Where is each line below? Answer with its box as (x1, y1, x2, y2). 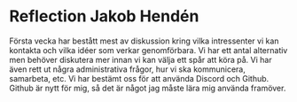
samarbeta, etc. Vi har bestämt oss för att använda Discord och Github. (9, 73, 270, 83)
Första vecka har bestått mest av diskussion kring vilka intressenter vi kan (9, 35, 279, 46)
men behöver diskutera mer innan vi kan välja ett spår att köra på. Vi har (9, 54, 272, 65)
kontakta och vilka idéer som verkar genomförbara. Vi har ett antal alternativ (9, 44, 288, 55)
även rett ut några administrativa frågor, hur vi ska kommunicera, (9, 64, 246, 75)
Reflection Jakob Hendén (9, 6, 199, 27)
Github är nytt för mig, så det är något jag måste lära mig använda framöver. (9, 82, 286, 93)
